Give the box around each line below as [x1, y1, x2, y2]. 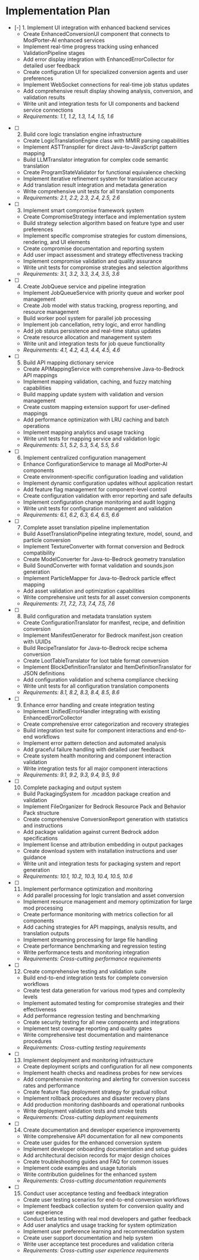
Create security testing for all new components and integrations [23, 1018, 180, 1025]
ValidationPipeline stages [23, 49, 85, 56]
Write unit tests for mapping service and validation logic [23, 435, 160, 442]
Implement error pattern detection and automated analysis [23, 739, 166, 747]
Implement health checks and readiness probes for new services [23, 1069, 183, 1076]
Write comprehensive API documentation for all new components [23, 1132, 183, 1139]
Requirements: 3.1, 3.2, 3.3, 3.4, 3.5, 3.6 [23, 270, 120, 277]
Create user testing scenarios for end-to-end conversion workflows [23, 1196, 189, 1203]
